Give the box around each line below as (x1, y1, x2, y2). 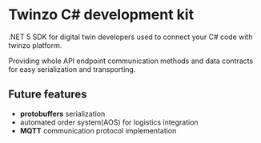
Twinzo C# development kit (8, 6, 195, 24)
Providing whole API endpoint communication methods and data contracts (8, 56, 254, 66)
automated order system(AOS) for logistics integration (19, 117, 199, 127)
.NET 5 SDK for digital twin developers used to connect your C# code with (8, 32, 253, 42)
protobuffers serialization (19, 109, 106, 118)
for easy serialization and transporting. (8, 64, 136, 73)
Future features (8, 88, 87, 101)
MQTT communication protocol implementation (19, 125, 177, 135)
